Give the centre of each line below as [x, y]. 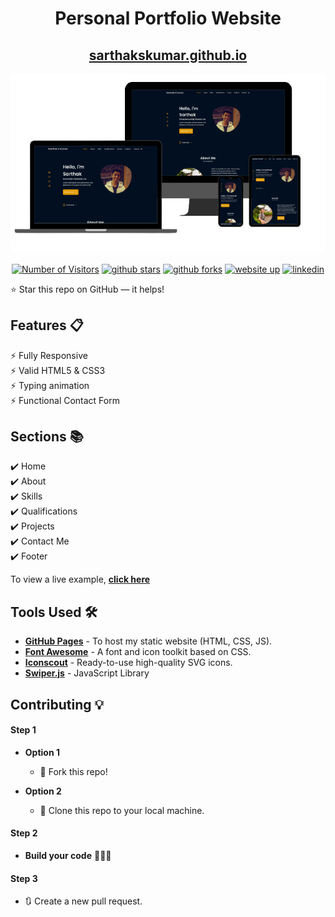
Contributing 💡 [57, 704]
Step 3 [24, 878]
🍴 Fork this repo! [73, 771]
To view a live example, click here [80, 579]
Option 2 [43, 791]
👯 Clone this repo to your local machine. [122, 810]
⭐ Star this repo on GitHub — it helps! [87, 289]
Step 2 [24, 833]
